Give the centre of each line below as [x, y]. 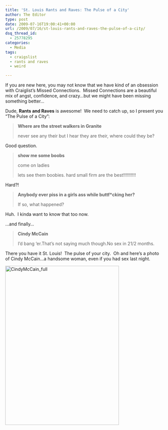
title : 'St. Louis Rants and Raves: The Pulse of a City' [67, 10]
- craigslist [23, 57]
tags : [11, 52]
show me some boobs [41, 156]
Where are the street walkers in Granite [60, 126]
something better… [25, 101]
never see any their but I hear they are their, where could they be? [86, 136]
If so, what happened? [41, 205]
